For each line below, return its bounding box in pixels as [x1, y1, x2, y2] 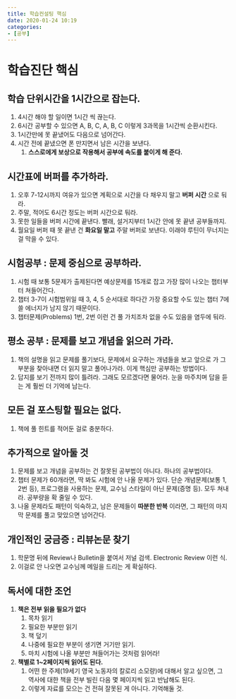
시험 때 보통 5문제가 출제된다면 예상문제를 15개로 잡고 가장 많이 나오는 [17, 277, 210, 285]
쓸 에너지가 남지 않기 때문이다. [17, 304, 101, 312]
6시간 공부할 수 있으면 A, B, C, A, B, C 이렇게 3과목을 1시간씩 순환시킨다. [17, 121, 218, 130]
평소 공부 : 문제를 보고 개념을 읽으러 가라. [7, 335, 174, 347]
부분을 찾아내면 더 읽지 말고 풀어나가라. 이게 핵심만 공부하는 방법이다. [17, 364, 208, 372]
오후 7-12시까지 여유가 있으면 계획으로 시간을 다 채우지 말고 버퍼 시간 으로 [17, 191, 220, 199]
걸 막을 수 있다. [17, 235, 59, 243]
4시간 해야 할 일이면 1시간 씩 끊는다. [17, 113, 116, 121]
